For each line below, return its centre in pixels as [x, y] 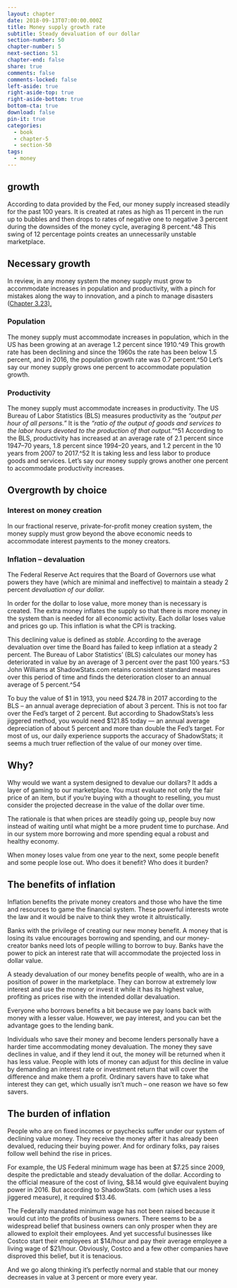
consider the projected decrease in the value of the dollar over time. [106, 805]
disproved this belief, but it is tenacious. [65, 1255]
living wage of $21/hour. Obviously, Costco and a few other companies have [118, 1248]
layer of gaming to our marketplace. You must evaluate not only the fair [110, 790]
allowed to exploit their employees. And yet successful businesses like [110, 1233]
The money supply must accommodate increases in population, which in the [118, 337]
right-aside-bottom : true [45, 100]
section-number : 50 [36, 40]
